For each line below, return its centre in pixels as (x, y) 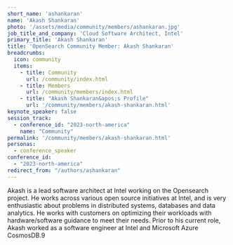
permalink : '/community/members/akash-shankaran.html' (89, 138)
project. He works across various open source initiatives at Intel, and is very (117, 198)
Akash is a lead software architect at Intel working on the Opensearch (108, 190)
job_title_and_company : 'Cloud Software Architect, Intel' (95, 33)
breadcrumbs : (26, 53)
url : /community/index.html (67, 79)
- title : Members (45, 86)
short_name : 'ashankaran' (45, 14)
